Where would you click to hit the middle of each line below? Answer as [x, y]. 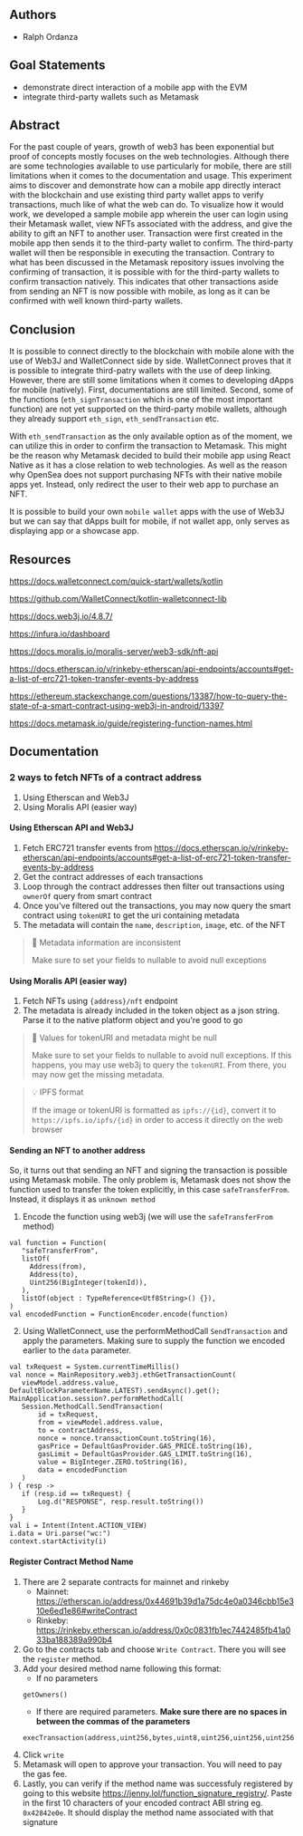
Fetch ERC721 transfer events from [87, 847]
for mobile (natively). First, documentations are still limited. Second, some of [151, 390]
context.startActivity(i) [58, 1541]
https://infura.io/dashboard [60, 634]
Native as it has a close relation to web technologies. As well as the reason [148, 465]
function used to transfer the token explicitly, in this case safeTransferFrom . [150, 1190]
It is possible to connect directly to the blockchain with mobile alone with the [152, 352]
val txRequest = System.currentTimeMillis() [95, 1367]
